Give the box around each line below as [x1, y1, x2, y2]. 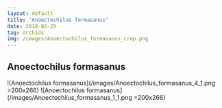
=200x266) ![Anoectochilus [7, 86, 86, 94]
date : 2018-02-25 [7, 23, 57, 29]
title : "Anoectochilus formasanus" [7, 16, 109, 23]
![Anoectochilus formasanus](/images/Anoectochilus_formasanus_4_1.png [7, 79, 216, 87]
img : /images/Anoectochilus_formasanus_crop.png [7, 36, 149, 42]
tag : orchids [7, 29, 45, 36]
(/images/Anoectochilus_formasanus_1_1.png [7, 93, 132, 101]
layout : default [7, 10, 53, 17]
